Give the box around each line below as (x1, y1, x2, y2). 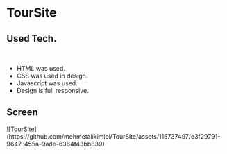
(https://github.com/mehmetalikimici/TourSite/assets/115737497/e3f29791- (6, 132, 221, 140)
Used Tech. (6, 33, 57, 44)
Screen (6, 106, 39, 119)
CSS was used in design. (16, 71, 88, 80)
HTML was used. (16, 65, 65, 72)
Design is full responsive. (16, 87, 89, 94)
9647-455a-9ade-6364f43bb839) (6, 139, 105, 148)
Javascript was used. (16, 79, 78, 87)
